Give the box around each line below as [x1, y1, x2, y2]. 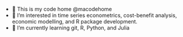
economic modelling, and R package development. [11, 18, 138, 25]
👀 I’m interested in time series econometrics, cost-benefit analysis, [11, 12, 177, 19]
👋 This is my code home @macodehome [11, 6, 112, 12]
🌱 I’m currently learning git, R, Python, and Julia [11, 24, 130, 31]
